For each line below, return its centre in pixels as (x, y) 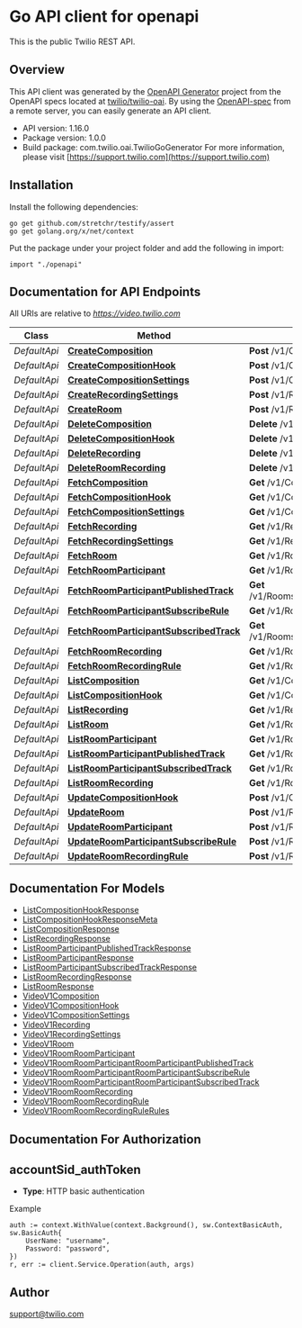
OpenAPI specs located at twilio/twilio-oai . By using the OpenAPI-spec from (150, 101)
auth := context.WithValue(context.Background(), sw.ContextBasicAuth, (146, 1225)
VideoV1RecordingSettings (71, 1034)
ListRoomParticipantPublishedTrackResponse (107, 948)
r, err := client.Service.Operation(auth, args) (102, 1265)
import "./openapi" (46, 264)
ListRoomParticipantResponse (78, 958)
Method (154, 336)
